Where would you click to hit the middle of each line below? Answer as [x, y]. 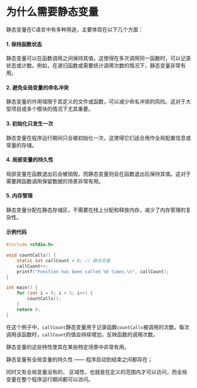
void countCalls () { [31, 255]
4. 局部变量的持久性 [30, 160]
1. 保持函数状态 [24, 44]
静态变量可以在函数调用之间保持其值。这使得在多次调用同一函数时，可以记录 [98, 58]
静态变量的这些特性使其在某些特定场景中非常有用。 [68, 347]
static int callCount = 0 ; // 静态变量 [63, 260]
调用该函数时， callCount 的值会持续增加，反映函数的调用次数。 [82, 334]
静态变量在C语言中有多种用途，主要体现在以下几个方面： [75, 29]
